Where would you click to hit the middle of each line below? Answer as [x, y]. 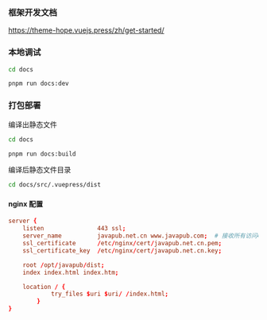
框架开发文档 [33, 12]
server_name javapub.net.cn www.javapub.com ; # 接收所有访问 [140, 236]
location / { [44, 287]
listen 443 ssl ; [74, 229]
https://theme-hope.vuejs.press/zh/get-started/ [86, 30]
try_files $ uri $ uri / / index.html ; [110, 294]
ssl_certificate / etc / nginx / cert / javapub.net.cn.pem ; [122, 244]
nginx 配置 [26, 203]
